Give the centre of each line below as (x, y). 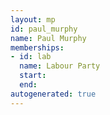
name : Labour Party (60, 66)
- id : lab (31, 57)
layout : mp (33, 19)
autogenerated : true (53, 94)
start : (33, 76)
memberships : (37, 47)
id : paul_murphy (44, 29)
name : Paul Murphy (48, 38)
